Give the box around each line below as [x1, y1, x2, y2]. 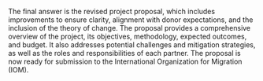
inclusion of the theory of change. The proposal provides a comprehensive [8, 24, 251, 32]
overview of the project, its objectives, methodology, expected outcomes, [8, 31, 247, 41]
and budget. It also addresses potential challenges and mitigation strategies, [8, 40, 256, 50]
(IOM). [8, 65, 29, 74]
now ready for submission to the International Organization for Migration [8, 57, 243, 66]
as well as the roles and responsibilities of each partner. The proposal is [8, 49, 242, 57]
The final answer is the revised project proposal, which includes [8, 7, 215, 16]
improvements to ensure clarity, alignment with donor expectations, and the [8, 15, 254, 24]
